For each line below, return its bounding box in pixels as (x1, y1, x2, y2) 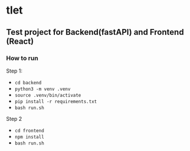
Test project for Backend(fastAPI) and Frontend (6, 27, 184, 37)
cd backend (14, 80, 42, 86)
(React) (6, 36, 34, 46)
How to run (6, 54, 38, 62)
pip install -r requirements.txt (14, 99, 97, 104)
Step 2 (6, 115, 22, 122)
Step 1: (6, 67, 22, 74)
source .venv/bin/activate (14, 92, 81, 98)
